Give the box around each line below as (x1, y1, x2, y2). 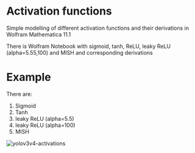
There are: (6, 90, 32, 98)
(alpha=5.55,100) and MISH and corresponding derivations (6, 49, 154, 56)
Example (6, 70, 51, 84)
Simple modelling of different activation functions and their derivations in (6, 24, 189, 32)
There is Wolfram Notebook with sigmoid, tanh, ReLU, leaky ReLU (6, 42, 171, 50)
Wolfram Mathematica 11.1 (6, 30, 71, 38)
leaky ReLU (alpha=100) (15, 121, 76, 129)
